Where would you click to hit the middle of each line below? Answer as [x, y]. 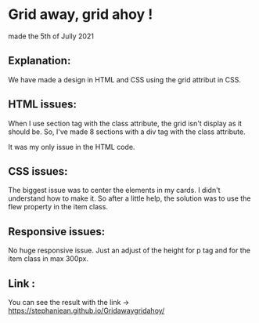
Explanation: [40, 61]
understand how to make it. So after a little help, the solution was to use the [129, 198]
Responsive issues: [57, 232]
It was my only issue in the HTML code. [72, 147]
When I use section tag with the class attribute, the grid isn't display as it [125, 123]
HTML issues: [42, 105]
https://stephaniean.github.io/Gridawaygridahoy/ [86, 310]
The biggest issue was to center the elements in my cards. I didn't [114, 191]
